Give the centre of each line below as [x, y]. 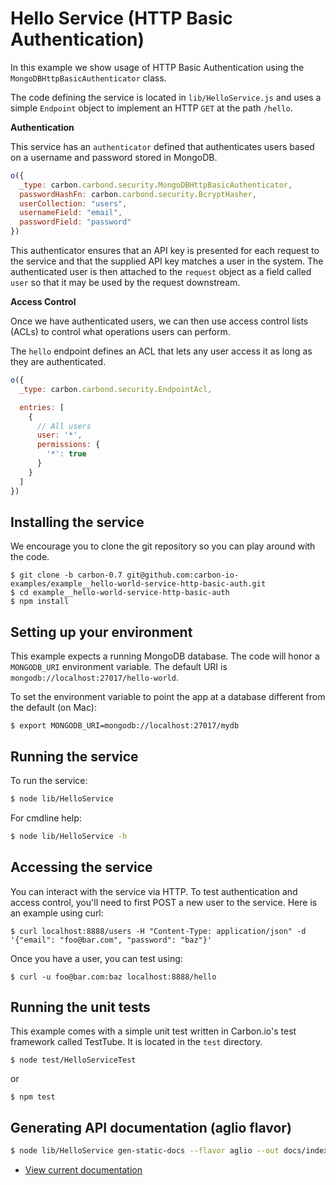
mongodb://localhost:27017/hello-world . [94, 678]
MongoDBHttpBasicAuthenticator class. [88, 78]
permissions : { [68, 445]
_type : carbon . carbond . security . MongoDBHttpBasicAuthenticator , [156, 185]
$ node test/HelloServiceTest [73, 1060]
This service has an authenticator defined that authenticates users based [162, 146]
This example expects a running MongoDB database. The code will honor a [165, 656]
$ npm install [40, 602]
